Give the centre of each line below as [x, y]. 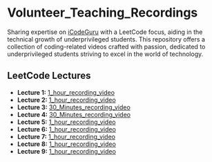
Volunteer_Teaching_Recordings [103, 13]
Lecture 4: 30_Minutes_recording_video [74, 114]
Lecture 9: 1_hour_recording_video [66, 151]
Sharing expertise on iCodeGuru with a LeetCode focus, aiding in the [105, 32]
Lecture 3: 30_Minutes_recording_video [74, 107]
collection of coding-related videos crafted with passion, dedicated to [106, 46]
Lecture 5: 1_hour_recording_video [66, 122]
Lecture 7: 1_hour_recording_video [66, 136]
